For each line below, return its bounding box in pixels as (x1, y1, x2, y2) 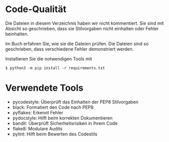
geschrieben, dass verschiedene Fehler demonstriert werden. (5, 46, 134, 52)
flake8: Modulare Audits (12, 125, 63, 131)
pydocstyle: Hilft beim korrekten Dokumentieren (12, 115, 113, 121)
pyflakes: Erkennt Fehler (12, 109, 63, 115)
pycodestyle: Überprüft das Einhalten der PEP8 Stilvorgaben (12, 99, 139, 105)
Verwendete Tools (5, 82, 83, 94)
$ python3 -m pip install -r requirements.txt (5, 65, 105, 70)
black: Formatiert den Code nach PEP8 (12, 104, 94, 110)
